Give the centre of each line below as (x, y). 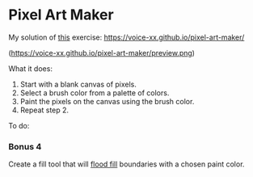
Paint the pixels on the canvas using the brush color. (107, 101)
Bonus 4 (25, 146)
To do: (19, 125)
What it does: (30, 68)
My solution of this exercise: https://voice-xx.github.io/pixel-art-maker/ (126, 37)
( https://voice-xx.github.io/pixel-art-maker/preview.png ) (102, 53)
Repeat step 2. (44, 110)
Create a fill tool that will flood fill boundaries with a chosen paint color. (126, 164)
